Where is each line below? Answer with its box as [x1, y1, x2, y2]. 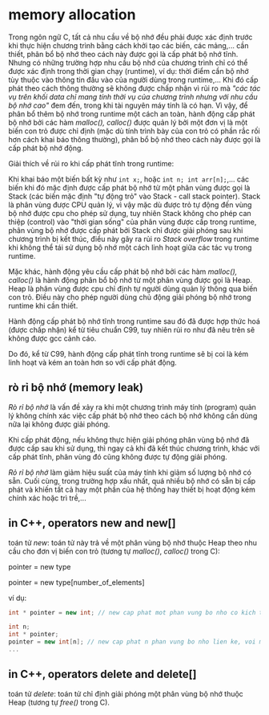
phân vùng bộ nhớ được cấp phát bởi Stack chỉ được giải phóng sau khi [8, 225, 243, 235]
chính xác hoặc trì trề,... [8, 492, 86, 503]
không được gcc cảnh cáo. [8, 333, 97, 343]
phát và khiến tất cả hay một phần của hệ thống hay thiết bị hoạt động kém [8, 484, 256, 494]
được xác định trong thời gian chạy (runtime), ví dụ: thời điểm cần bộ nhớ [8, 66, 250, 76]
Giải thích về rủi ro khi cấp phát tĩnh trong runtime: [8, 158, 175, 168]
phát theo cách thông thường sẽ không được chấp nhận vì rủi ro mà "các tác [8, 83, 261, 93]
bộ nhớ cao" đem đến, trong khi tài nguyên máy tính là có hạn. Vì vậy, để [8, 100, 248, 110]
